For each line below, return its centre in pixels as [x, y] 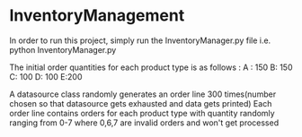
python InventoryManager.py [63, 49]
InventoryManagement [97, 16]
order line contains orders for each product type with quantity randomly [142, 113]
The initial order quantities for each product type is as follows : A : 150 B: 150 [151, 67]
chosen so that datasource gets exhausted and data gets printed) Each [141, 103]
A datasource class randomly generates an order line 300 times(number [143, 94]
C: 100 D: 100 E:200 [46, 76]
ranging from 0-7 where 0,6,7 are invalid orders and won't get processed [144, 123]
